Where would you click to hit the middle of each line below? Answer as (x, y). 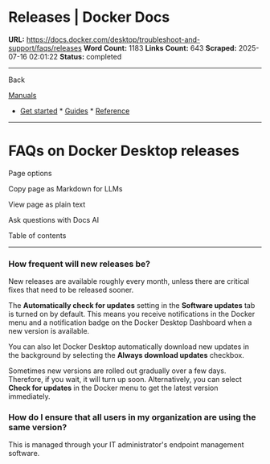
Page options (30, 173)
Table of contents (37, 235)
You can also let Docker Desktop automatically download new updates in (129, 347)
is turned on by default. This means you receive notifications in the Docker (132, 314)
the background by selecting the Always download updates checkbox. (127, 355)
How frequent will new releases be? (80, 264)
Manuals (22, 95)
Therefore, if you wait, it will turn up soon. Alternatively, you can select (125, 380)
